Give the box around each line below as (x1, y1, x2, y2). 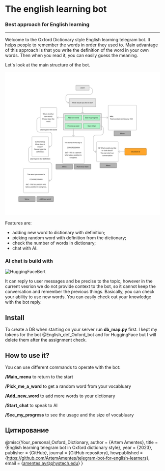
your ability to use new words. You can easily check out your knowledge (5, 294, 152, 300)
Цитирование (5, 426, 49, 435)
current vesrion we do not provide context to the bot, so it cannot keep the (5, 283, 156, 289)
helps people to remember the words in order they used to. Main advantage (5, 42, 158, 48)
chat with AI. (12, 245, 38, 251)
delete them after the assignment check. (5, 337, 87, 343)
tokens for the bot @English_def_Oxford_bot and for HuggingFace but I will (5, 332, 156, 338)
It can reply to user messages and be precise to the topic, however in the (5, 278, 153, 284)
